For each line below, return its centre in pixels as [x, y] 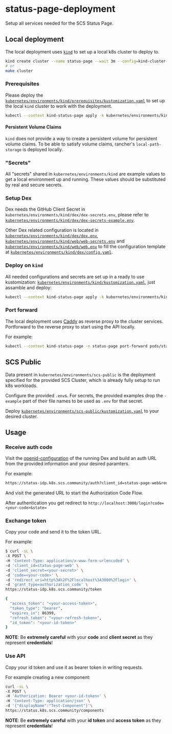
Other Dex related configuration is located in [52, 230]
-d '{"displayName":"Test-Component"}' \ [49, 706]
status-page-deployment [60, 9]
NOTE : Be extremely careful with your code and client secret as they [79, 637]
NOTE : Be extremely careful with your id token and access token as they [83, 720]
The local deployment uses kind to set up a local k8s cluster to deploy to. [82, 51]
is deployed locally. [43, 149]
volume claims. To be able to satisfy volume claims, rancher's [70, 144]
